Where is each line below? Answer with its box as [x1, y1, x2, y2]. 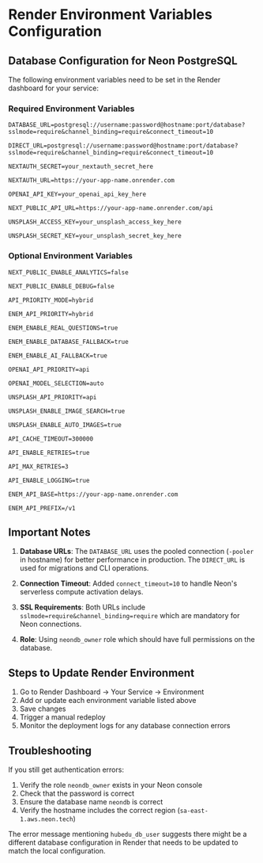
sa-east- [179, 807, 209, 815]
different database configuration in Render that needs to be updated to [8, 838, 239, 847]
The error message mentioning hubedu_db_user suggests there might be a [8, 830, 247, 839]
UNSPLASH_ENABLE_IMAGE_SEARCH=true [8, 407, 126, 415]
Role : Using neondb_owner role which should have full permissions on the [19, 635, 255, 644]
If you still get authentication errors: [8, 765, 125, 774]
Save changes [19, 704, 66, 714]
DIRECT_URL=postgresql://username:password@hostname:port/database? [8, 142, 239, 150]
